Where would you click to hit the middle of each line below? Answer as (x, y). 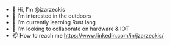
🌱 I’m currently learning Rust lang (54, 22)
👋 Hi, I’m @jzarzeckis (38, 9)
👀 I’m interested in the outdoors (51, 16)
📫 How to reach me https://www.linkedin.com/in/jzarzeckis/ (88, 36)
